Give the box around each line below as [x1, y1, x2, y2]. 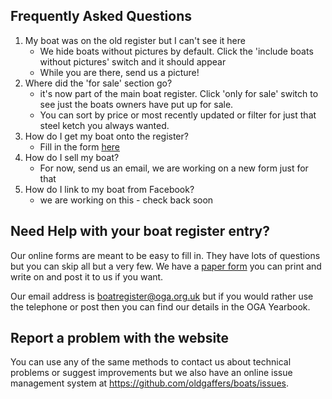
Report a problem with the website [10, 330, 230, 347]
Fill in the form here [39, 140, 121, 153]
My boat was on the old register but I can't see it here [24, 34, 246, 46]
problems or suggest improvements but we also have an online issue [10, 367, 293, 379]
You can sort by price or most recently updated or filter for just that [39, 109, 317, 121]
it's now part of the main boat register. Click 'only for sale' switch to [39, 87, 319, 99]
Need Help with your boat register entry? [10, 223, 270, 240]
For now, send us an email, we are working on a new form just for [39, 162, 309, 174]
